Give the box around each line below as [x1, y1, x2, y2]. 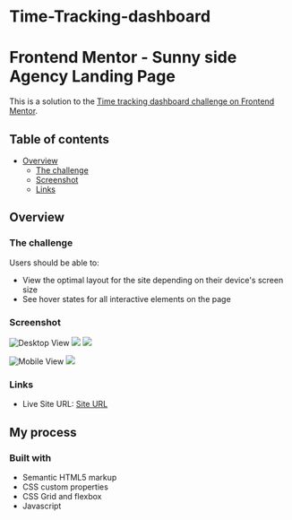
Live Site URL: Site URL [21, 399, 108, 410]
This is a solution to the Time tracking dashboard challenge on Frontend [9, 96, 275, 107]
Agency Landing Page [9, 66, 176, 87]
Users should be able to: [9, 257, 100, 268]
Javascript [21, 500, 62, 511]
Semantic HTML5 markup [21, 472, 117, 482]
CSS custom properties [21, 481, 109, 492]
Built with [9, 451, 52, 464]
